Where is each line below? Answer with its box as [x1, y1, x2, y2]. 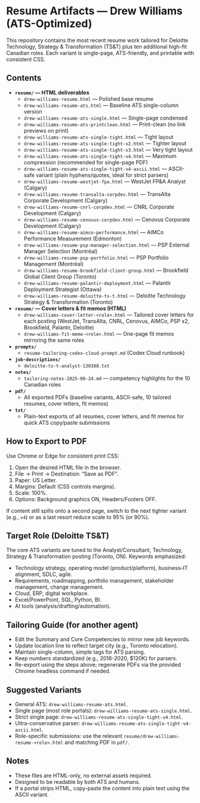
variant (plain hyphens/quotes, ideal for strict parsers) [35, 171, 169, 179]
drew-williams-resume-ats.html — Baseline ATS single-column [23, 102, 179, 109]
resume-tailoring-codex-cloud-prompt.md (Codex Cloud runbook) [23, 349, 185, 356]
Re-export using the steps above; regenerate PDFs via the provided [14, 661, 181, 669]
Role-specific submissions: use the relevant [14, 732, 122, 739]
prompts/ [14, 344, 37, 350]
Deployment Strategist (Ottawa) [23, 286, 102, 293]
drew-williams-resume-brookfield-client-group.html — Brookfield [23, 266, 189, 274]
